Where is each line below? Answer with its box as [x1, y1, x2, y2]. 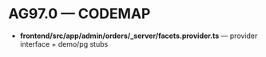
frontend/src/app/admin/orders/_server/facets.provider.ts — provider [19, 31, 258, 40]
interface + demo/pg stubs [19, 39, 109, 48]
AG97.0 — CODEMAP [8, 5, 151, 23]
